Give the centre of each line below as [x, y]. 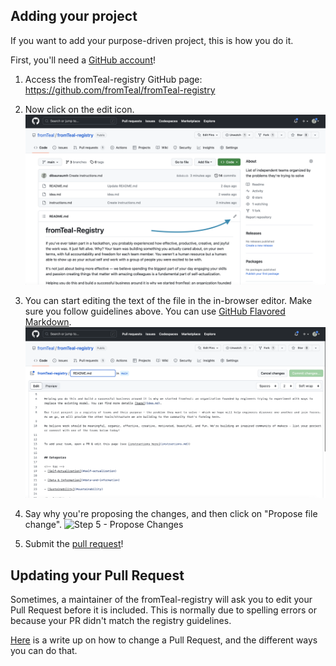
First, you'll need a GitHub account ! [83, 60]
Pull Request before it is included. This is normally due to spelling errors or [163, 610]
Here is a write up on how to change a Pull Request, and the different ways [164, 640]
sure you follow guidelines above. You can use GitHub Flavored [155, 311]
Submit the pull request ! [74, 544]
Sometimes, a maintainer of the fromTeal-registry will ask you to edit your [161, 599]
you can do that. [44, 650]
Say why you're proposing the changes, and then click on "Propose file [171, 514]
